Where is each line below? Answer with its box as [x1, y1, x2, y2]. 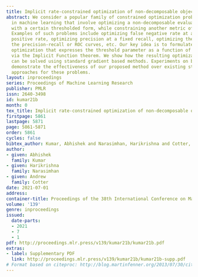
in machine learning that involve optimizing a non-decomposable [11, 20, 176, 25]
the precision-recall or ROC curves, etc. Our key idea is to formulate [11, 42, 194, 48]
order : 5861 [6, 130, 35, 136]
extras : [6, 245, 25, 252]
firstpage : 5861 [6, 113, 46, 119]
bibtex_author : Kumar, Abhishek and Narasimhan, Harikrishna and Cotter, [6, 140, 192, 147]
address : [6, 190, 28, 196]
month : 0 [6, 102, 28, 108]
